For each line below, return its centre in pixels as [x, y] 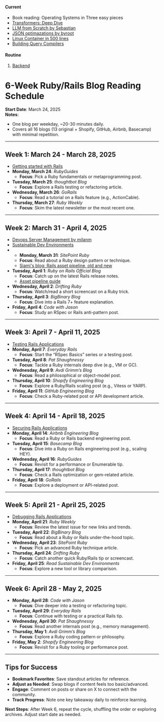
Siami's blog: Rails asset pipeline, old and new [66, 265]
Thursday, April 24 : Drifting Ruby [46, 553]
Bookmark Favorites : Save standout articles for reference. [71, 679]
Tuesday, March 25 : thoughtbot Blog [49, 182]
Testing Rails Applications [38, 344]
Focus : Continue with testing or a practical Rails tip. [71, 616]
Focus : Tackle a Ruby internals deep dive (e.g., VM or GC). [79, 365]
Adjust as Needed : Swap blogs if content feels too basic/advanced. [80, 684]
